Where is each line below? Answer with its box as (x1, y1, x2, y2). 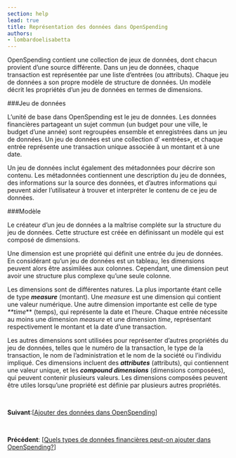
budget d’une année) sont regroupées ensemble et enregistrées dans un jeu (7, 128, 228, 136)
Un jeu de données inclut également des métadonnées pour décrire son (7, 164, 216, 172)
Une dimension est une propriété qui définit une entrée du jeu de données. (7, 249, 223, 258)
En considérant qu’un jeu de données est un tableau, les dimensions (7, 257, 205, 266)
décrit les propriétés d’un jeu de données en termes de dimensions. (7, 86, 203, 94)
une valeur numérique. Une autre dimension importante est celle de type (7, 300, 218, 309)
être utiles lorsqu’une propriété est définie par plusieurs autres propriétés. (7, 381, 221, 390)
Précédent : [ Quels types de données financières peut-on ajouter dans (7, 436, 211, 444)
